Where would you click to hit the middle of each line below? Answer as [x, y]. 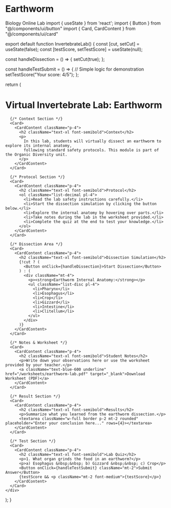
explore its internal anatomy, [39, 146]
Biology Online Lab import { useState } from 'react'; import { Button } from [83, 23]
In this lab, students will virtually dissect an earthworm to [92, 141]
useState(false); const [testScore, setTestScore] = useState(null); [74, 49]
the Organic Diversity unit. [36, 154]
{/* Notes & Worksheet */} [39, 343]
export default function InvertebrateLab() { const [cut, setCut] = [72, 43]
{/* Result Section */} [35, 396]
